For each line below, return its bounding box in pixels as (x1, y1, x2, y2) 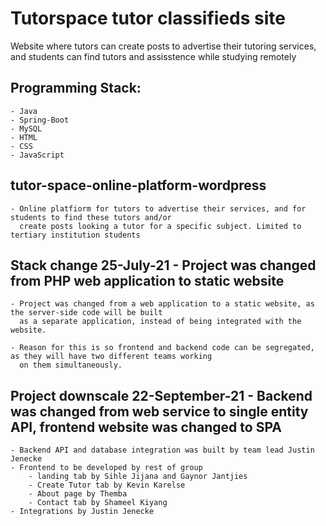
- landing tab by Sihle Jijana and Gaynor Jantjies (28, 472, 248, 482)
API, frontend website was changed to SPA (10, 418, 282, 436)
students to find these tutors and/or (10, 212, 172, 222)
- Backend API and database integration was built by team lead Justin (10, 445, 315, 456)
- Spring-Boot (10, 115, 70, 125)
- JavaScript (10, 150, 65, 160)
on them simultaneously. (19, 360, 123, 371)
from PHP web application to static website (10, 272, 285, 289)
